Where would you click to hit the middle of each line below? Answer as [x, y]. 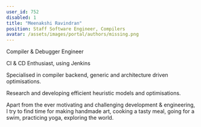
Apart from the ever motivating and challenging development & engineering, [101, 105]
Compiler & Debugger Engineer [45, 51]
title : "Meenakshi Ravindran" [44, 23]
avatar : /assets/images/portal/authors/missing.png [72, 34]
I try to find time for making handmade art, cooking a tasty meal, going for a [101, 111]
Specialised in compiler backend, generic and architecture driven [87, 75]
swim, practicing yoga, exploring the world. [60, 118]
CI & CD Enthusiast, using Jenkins [48, 63]
